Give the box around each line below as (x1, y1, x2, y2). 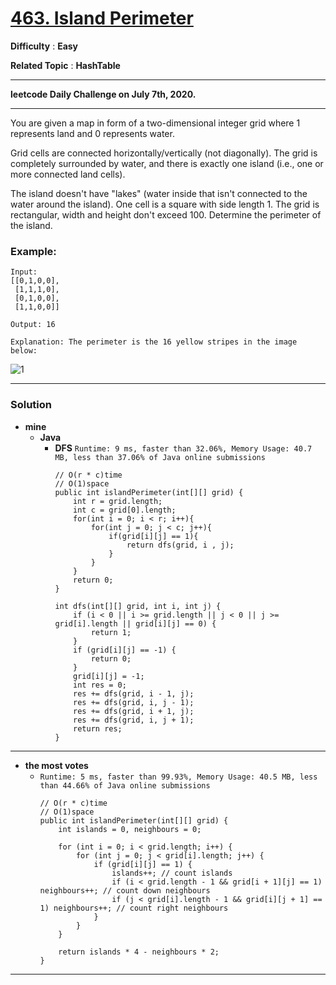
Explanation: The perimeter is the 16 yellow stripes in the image (10, 337, 298, 347)
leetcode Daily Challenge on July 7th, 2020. (10, 88, 197, 100)
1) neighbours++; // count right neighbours (39, 903, 229, 913)
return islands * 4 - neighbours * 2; (58, 947, 220, 957)
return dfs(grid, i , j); (126, 540, 235, 550)
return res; (73, 723, 123, 734)
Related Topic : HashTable (10, 59, 121, 71)
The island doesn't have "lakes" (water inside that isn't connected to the (10, 187, 308, 199)
